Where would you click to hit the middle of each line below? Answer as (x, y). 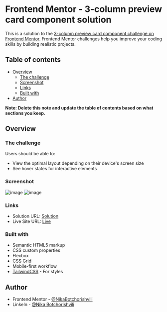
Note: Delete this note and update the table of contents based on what (79, 107)
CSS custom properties (36, 250)
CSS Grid (22, 261)
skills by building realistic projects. (40, 44)
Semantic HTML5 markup (39, 245)
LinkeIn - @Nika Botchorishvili (43, 305)
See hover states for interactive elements (55, 169)
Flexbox (20, 256)
